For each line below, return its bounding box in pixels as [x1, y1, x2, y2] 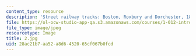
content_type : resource [6, 8, 64, 15]
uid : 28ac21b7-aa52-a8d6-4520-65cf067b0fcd [6, 41, 114, 47]
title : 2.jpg [6, 36, 38, 41]
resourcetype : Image [6, 30, 57, 36]
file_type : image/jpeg [6, 24, 61, 31]
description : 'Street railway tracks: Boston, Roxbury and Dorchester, [6, 14, 184, 20]
